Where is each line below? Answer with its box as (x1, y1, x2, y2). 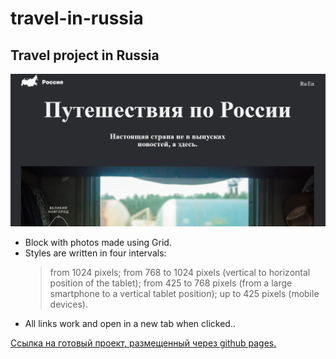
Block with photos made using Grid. (24, 237, 172, 249)
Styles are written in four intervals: (24, 247, 167, 259)
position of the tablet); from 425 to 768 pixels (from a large (49, 277, 293, 289)
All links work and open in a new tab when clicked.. (24, 318, 236, 330)
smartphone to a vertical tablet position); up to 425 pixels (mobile (49, 288, 320, 300)
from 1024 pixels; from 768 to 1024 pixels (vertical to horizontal (49, 267, 311, 279)
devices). (49, 298, 89, 311)
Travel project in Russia (10, 47, 160, 64)
